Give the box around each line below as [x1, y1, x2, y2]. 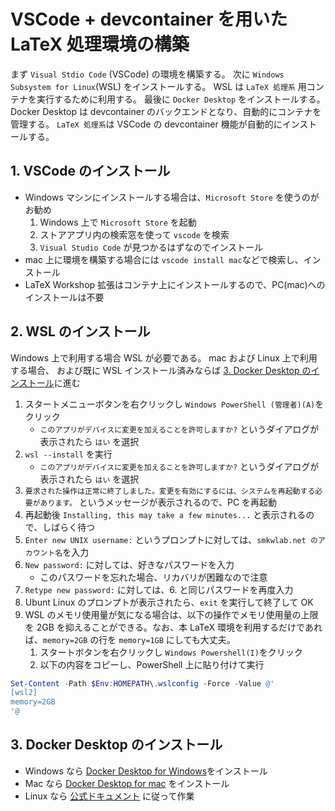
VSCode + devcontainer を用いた [10, 8, 288, 31]
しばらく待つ [42, 521, 96, 533]
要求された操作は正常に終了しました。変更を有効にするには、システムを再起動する [24, 486, 316, 496]
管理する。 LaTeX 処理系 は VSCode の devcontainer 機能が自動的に [10, 118, 283, 130]
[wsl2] [10, 688, 38, 698]
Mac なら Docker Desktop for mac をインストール [24, 777, 230, 789]
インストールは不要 [24, 291, 105, 303]
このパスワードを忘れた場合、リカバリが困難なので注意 [39, 571, 268, 583]
